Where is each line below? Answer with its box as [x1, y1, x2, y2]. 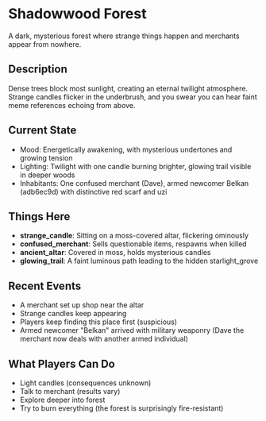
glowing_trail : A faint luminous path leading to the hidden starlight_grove [19, 256, 259, 266]
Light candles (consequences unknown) [19, 378, 152, 388]
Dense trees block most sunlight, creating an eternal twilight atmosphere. [8, 83, 249, 93]
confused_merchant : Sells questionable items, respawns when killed [19, 239, 248, 249]
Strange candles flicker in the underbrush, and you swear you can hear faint [8, 92, 258, 102]
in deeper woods [19, 170, 75, 180]
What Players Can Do [8, 357, 115, 370]
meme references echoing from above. [8, 100, 137, 110]
